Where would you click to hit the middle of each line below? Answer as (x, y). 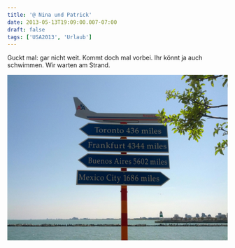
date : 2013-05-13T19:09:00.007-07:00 (62, 22)
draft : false (26, 29)
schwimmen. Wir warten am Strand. (59, 65)
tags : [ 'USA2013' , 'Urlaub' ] (50, 37)
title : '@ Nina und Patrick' (50, 15)
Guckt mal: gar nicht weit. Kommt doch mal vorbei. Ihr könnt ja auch (105, 58)
